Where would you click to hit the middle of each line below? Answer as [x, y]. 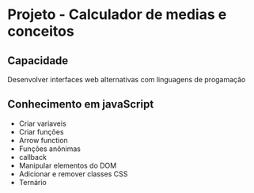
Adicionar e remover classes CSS [73, 174]
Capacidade [38, 61]
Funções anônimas [49, 149]
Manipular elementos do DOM [68, 165]
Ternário [32, 182]
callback [32, 157]
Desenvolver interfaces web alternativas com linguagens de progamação [127, 79]
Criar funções [41, 131]
